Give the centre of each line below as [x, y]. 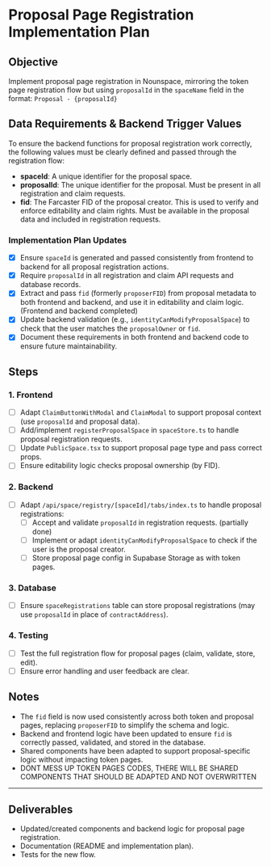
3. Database [32, 588]
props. [31, 457]
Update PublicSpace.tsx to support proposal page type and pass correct [141, 448]
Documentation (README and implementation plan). [107, 846]
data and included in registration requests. [90, 219]
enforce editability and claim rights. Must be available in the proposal [135, 210]
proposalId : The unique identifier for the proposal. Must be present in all [140, 184]
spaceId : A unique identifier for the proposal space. [106, 176]
